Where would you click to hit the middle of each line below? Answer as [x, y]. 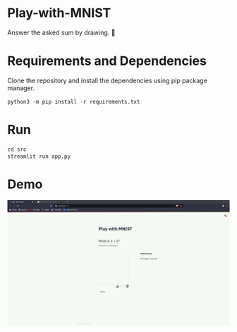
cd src [17, 149]
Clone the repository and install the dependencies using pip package [108, 80]
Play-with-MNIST [59, 13]
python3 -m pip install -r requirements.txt [74, 102]
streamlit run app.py [39, 156]
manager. [21, 88]
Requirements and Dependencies [107, 61]
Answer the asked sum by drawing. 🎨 [61, 32]
